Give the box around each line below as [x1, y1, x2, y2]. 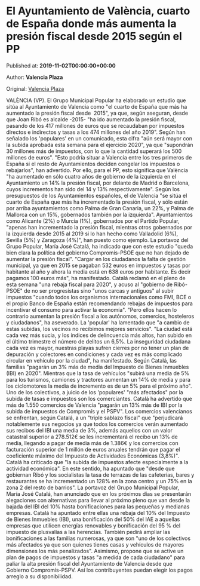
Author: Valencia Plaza [6, 73, 63, 81]
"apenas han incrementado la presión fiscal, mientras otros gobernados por [6, 223, 193, 231]
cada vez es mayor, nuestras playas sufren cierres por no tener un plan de [6, 344, 189, 351]
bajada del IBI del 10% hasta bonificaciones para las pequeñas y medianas [6, 503, 190, 510]
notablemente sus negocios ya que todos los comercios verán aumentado [6, 420, 189, 428]
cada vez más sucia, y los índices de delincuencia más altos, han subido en [6, 332, 192, 339]
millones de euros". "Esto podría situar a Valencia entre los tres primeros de [6, 154, 192, 161]
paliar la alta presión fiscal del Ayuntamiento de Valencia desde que [6, 560, 173, 567]
